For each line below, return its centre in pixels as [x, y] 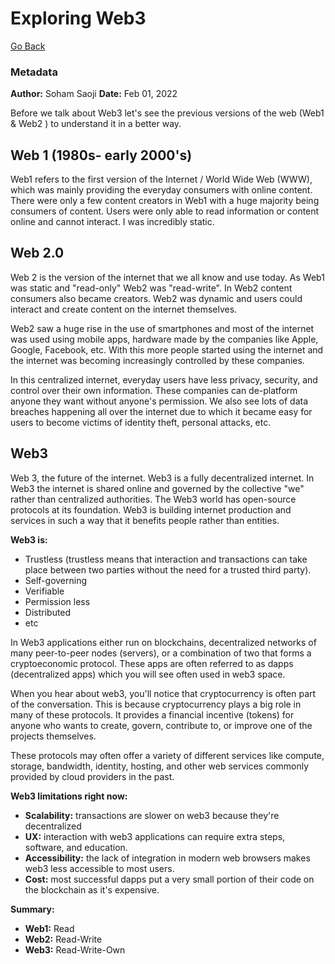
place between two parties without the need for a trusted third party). [168, 569]
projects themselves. [53, 736]
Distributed [48, 612]
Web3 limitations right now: [69, 796]
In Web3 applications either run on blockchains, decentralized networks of [163, 642]
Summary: [32, 909]
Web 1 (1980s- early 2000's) [101, 155]
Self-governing [56, 580]
